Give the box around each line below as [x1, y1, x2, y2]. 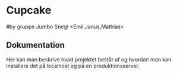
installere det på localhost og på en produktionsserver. [6, 62, 140, 69]
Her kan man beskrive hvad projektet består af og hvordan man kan [6, 56, 172, 63]
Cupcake [6, 4, 52, 17]
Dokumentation [6, 40, 65, 50]
